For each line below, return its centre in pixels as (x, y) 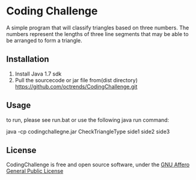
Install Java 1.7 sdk (38, 74)
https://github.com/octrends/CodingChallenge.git (76, 86)
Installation (28, 59)
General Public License (35, 171)
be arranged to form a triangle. (44, 40)
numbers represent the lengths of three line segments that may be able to (97, 34)
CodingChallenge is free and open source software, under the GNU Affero (98, 165)
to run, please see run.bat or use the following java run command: (88, 120)
